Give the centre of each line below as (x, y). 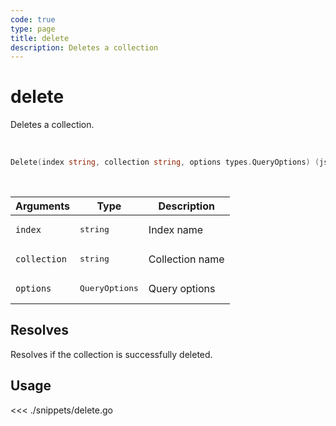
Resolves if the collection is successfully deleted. (111, 354)
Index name (176, 229)
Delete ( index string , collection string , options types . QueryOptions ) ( (165, 162)
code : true (33, 19)
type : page (33, 29)
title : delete (40, 38)
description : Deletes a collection (84, 47)
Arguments (42, 206)
